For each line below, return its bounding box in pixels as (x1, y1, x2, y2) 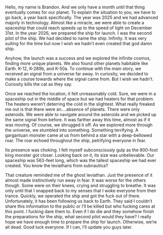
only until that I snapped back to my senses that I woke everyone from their (5, 188, 157, 193)
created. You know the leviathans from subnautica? (5, 163, 108, 168)
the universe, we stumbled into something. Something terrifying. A (5, 127, 139, 133)
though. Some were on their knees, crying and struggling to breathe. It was (5, 183, 156, 188)
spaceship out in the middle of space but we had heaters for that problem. (5, 96, 155, 102)
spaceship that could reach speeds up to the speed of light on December (5, 25, 152, 31)
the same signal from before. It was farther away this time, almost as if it (5, 117, 150, 122)
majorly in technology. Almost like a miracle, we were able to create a (5, 20, 144, 25)
